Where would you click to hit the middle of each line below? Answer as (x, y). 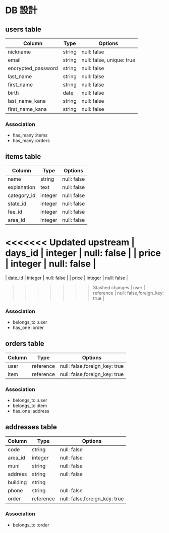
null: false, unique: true (108, 60)
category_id (22, 195)
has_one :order (28, 327)
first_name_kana (27, 109)
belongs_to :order (31, 525)
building (17, 483)
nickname (19, 52)
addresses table (31, 427)
